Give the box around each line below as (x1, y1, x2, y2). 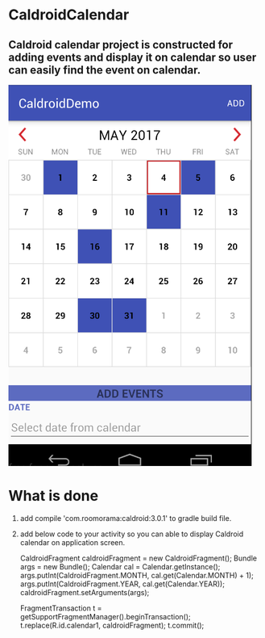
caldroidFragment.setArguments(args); (19, 587, 150, 597)
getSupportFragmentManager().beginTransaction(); (19, 611, 191, 621)
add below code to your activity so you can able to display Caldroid (19, 529, 244, 539)
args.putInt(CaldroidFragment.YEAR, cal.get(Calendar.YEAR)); (19, 579, 226, 589)
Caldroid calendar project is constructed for (8, 38, 234, 52)
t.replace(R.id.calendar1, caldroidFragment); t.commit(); (19, 620, 205, 630)
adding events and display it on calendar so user (8, 50, 257, 64)
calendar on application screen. (19, 537, 126, 547)
